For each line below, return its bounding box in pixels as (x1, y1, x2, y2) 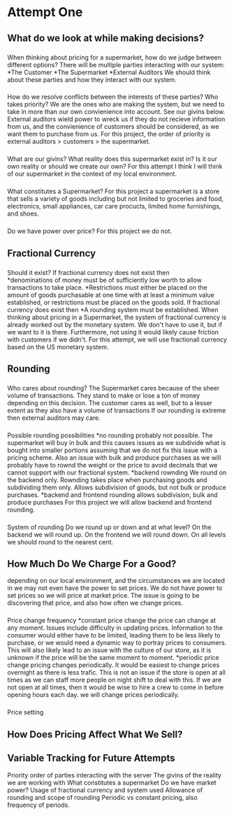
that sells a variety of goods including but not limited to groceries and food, (7, 195, 224, 203)
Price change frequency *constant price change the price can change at (7, 617, 217, 625)
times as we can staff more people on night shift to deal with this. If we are (7, 676, 222, 684)
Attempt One (7, 4, 83, 20)
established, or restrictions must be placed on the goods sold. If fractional (7, 298, 220, 307)
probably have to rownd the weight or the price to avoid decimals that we (7, 460, 218, 469)
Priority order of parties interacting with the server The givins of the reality (7, 771, 222, 779)
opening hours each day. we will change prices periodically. (7, 691, 180, 699)
